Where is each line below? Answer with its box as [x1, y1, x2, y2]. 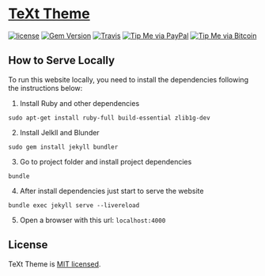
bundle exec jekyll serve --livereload [8, 201, 140, 210]
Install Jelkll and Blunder [19, 127, 100, 137]
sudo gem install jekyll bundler [8, 143, 119, 151]
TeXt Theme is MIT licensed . [8, 259, 101, 269]
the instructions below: [8, 83, 83, 93]
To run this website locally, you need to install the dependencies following [8, 74, 249, 84]
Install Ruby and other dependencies [19, 98, 140, 108]
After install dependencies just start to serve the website [19, 186, 204, 195]
